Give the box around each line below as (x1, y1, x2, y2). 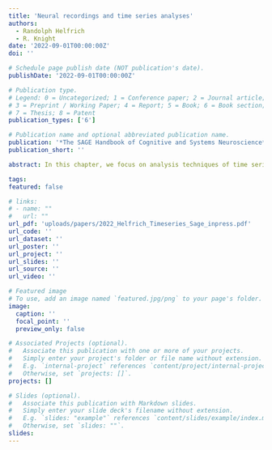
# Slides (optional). (8, 392, 82, 400)
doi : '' (8, 49, 35, 57)
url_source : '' (8, 265, 60, 274)
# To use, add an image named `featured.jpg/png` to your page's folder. (8, 295, 263, 303)
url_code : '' (8, 227, 53, 236)
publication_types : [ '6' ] (8, 117, 96, 125)
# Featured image (8, 287, 67, 295)
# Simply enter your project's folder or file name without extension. (8, 354, 263, 363)
